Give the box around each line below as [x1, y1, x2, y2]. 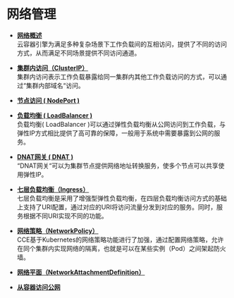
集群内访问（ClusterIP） [16, 63, 89, 72]
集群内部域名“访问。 [25, 81, 85, 89]
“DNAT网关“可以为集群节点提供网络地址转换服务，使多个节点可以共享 [16, 161, 219, 170]
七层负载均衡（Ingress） [16, 185, 90, 194]
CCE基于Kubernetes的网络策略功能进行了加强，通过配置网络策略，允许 [16, 235, 224, 244]
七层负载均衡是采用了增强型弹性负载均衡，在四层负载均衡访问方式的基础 [16, 194, 227, 202]
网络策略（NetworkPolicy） [16, 226, 99, 235]
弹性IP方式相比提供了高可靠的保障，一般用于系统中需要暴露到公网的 [16, 128, 214, 137]
